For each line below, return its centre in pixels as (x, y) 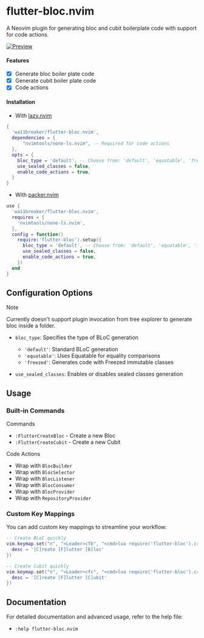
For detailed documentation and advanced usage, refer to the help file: (95, 617)
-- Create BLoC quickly (36, 538)
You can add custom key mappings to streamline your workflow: (87, 527)
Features (18, 60)
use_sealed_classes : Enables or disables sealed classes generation (99, 374)
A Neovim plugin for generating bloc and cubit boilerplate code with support (102, 28)
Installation (21, 102)
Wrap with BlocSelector (45, 472)
